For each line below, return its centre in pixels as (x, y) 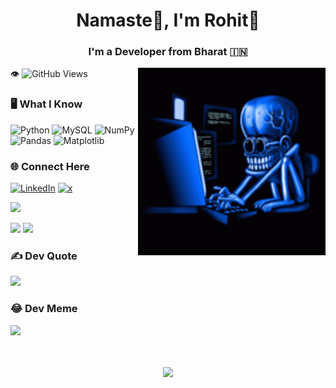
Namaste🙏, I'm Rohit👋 (168, 20)
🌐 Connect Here (50, 166)
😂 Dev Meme (44, 309)
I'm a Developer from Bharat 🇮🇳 (168, 52)
